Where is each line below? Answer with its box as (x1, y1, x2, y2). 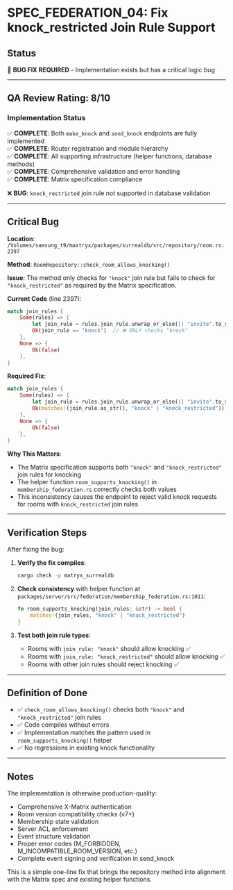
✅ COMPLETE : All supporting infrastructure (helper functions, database (7, 151, 213, 160)
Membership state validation (17, 818, 99, 826)
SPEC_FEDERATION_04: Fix (7, 5, 169, 21)
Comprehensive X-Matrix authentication (17, 802, 132, 811)
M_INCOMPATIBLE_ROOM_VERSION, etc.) (17, 847, 137, 855)
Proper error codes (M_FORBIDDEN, (17, 839, 121, 848)
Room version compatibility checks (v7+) (17, 810, 135, 818)
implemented (7, 137, 45, 145)
